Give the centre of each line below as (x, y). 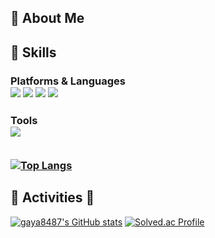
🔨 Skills (33, 52)
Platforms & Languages (68, 81)
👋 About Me (47, 18)
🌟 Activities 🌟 (52, 197)
